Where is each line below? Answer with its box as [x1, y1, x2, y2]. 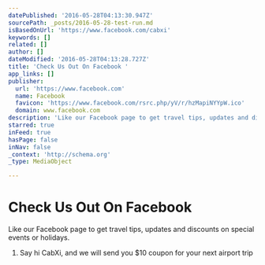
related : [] [8, 41, 47, 49]
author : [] [8, 48, 44, 56]
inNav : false [8, 143, 51, 151]
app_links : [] [8, 70, 55, 78]
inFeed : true [8, 128, 51, 136]
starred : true [8, 121, 55, 129]
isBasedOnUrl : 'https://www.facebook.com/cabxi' [8, 26, 171, 34]
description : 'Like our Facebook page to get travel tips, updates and [8, 114, 248, 122]
